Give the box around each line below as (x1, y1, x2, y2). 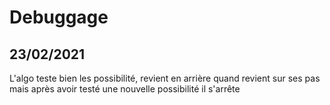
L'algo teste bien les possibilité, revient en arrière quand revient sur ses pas (9, 72, 321, 84)
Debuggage (9, 6, 109, 29)
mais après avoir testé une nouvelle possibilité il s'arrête (9, 83, 241, 95)
